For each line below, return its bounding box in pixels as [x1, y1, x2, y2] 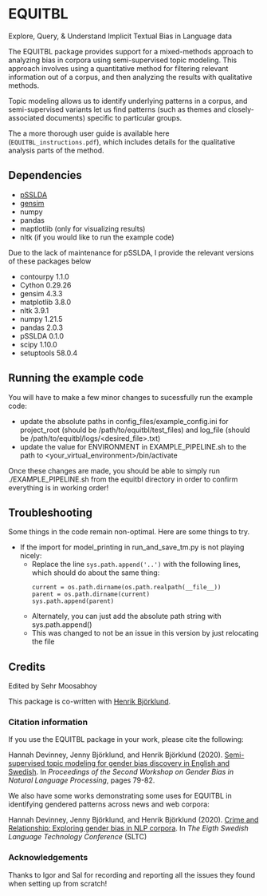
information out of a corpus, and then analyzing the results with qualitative [8, 72, 253, 81]
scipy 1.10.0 [19, 339, 57, 349]
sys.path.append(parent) [31, 597, 115, 605]
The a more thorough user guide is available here [8, 129, 170, 138]
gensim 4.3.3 [19, 288, 63, 298]
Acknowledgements [8, 852, 88, 863]
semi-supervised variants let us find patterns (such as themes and [8, 105, 226, 114]
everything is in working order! [8, 482, 109, 492]
